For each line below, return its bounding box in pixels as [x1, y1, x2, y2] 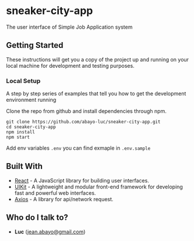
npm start [6, 135, 30, 140]
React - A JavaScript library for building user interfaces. [14, 177, 150, 184]
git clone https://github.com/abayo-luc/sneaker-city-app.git [6, 119, 161, 125]
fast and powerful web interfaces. [14, 189, 96, 197]
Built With [6, 161, 43, 171]
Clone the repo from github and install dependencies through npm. [6, 108, 167, 115]
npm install [6, 129, 35, 135]
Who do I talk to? [6, 212, 68, 223]
